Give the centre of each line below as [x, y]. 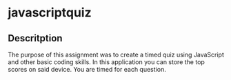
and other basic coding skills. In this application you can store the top [107, 62]
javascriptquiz [50, 13]
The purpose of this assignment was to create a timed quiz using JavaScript [116, 54]
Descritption [35, 38]
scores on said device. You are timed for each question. [87, 69]
